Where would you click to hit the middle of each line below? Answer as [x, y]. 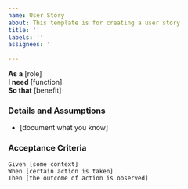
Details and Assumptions [57, 111]
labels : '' [26, 37]
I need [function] [35, 82]
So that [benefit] [35, 90]
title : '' [24, 30]
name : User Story [36, 15]
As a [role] [25, 74]
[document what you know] [64, 128]
